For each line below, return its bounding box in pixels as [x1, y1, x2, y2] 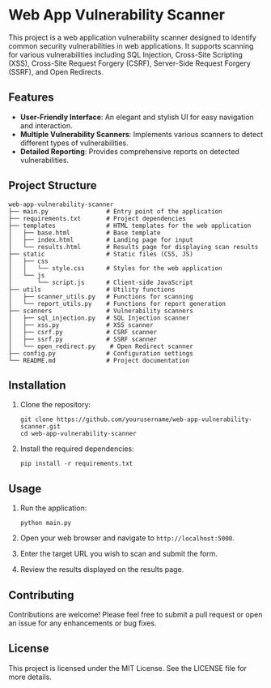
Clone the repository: [19, 400, 91, 410]
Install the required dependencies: [19, 444, 135, 454]
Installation [8, 378, 66, 392]
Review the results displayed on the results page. [19, 565, 184, 574]
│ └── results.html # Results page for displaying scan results [8, 243, 259, 251]
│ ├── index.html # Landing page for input [8, 235, 194, 244]
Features [8, 91, 54, 105]
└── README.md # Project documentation [8, 356, 190, 364]
